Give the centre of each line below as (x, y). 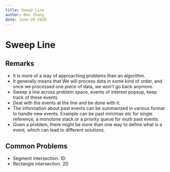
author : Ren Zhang (25, 15)
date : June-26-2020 (26, 19)
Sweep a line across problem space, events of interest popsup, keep (85, 92)
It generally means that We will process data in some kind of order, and (87, 81)
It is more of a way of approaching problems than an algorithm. (79, 76)
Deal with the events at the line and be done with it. (67, 103)
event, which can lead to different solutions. (59, 130)
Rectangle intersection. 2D (41, 164)
